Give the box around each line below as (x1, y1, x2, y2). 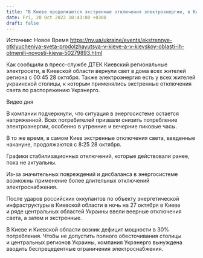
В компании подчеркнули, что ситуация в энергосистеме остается (6, 110, 179, 118)
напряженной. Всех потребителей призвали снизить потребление (6, 116, 178, 124)
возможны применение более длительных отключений (6, 177, 150, 184)
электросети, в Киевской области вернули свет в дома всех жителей (6, 68, 186, 75)
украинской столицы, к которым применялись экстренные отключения (6, 80, 192, 87)
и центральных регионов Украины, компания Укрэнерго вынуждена (6, 239, 182, 246)
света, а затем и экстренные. (6, 215, 83, 222)
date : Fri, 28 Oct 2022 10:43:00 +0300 (6, 14, 107, 20)
